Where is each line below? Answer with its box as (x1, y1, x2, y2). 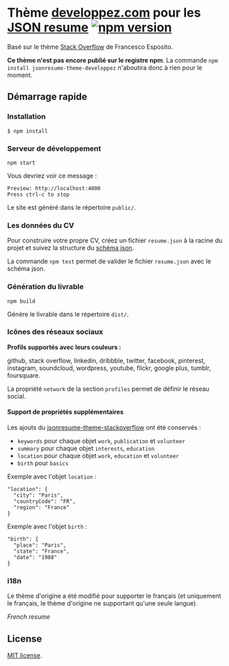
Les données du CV (7, 220, 74, 230)
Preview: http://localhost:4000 (7, 185, 101, 192)
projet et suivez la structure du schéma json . (7, 244, 134, 252)
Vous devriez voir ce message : (7, 172, 97, 180)
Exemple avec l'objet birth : (7, 522, 87, 531)
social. (7, 392, 26, 400)
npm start (7, 159, 36, 166)
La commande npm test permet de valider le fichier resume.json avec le (7, 257, 212, 265)
